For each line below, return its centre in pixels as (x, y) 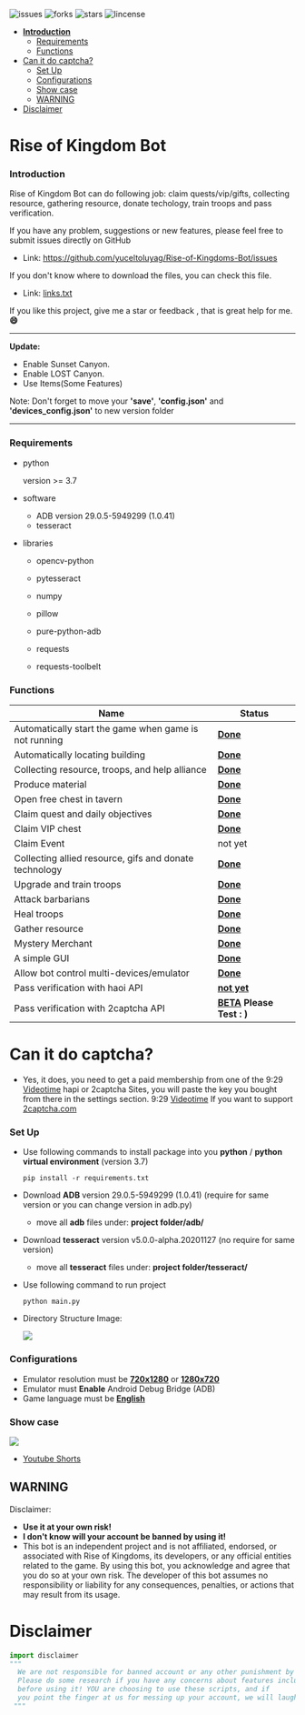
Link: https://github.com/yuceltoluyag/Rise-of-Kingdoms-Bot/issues (150, 258)
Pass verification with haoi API (79, 988)
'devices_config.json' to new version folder (92, 411)
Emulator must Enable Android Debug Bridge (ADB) (119, 1389)
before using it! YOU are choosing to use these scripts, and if (144, 1690)
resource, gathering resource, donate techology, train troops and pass (141, 204)
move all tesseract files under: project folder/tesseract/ (142, 1268)
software (39, 498)
